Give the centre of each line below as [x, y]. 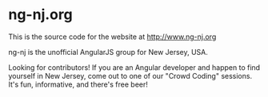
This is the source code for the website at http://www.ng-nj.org [112, 37]
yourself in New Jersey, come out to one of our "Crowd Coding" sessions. [130, 76]
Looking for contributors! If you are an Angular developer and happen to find [134, 67]
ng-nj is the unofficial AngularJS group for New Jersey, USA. [108, 52]
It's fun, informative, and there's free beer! [78, 84]
